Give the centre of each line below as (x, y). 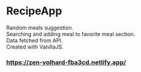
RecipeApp (34, 11)
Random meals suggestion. (40, 28)
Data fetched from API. (34, 40)
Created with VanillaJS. (35, 47)
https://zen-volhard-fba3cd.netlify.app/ (66, 62)
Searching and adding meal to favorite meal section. (70, 34)
